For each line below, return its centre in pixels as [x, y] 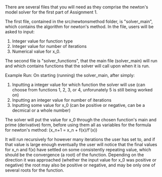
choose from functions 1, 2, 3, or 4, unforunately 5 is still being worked [82, 90]
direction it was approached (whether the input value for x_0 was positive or [81, 160]
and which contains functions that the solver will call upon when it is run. [77, 66]
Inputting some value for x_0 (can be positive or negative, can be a [78, 105]
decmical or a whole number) [41, 110]
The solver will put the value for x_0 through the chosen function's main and [81, 120]
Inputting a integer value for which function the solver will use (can [79, 85]
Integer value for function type [42, 41]
